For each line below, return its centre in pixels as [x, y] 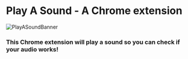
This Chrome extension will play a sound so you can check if [93, 42]
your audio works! [32, 49]
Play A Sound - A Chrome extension [94, 11]
